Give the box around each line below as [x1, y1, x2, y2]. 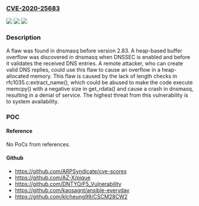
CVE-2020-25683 [6, 4, 60, 13]
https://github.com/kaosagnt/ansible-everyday [14, 186, 130, 193]
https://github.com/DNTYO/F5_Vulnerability [14, 180, 122, 187]
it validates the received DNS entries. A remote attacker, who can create [6, 60, 184, 67]
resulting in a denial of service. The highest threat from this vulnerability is [6, 91, 189, 99]
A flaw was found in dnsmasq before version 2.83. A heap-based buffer [6, 47, 183, 54]
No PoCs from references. [6, 140, 70, 147]
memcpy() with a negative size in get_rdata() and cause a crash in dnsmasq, [6, 85, 194, 92]
